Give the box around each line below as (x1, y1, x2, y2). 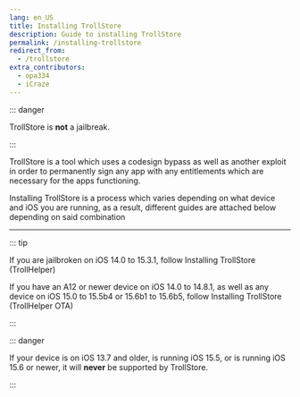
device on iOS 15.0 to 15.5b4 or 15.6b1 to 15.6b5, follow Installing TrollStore (9, 291, 283, 301)
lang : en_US (9, 13, 54, 22)
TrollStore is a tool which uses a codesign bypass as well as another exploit (9, 156, 287, 166)
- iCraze (17, 80, 50, 89)
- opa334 (17, 72, 50, 80)
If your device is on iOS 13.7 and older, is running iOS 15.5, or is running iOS (9, 352, 286, 363)
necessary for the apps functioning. (9, 175, 141, 186)
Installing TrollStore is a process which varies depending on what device (9, 192, 276, 203)
